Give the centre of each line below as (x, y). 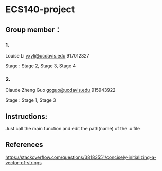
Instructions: (26, 116)
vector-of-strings (24, 162)
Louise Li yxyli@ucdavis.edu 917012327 (47, 55)
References (24, 145)
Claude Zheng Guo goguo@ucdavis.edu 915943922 (60, 90)
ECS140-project (40, 9)
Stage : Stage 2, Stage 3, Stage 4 (41, 66)
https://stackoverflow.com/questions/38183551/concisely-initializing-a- (81, 157)
